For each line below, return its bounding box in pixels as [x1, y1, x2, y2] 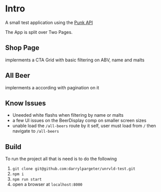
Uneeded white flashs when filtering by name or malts [12, 112, 124, 118]
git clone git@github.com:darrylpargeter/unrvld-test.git [12, 167, 136, 172]
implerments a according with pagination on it [5, 84, 100, 90]
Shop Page [5, 43, 40, 52]
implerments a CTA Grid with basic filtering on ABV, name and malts [5, 57, 145, 63]
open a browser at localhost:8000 [12, 182, 83, 188]
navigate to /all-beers [12, 128, 59, 134]
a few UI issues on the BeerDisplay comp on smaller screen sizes [12, 118, 147, 124]
